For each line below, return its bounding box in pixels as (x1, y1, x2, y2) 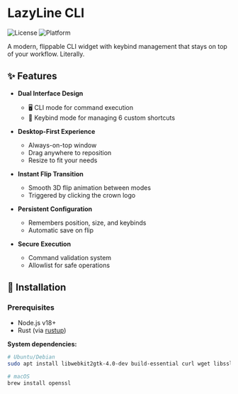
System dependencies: (7, 340, 77, 349)
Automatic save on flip (28, 225, 94, 235)
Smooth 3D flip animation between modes (28, 183, 151, 192)
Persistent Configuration (17, 204, 93, 213)
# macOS (7, 373, 30, 381)
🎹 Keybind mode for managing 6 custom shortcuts (28, 113, 176, 122)
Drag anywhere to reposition (28, 148, 112, 157)
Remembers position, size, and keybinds (28, 218, 147, 227)
